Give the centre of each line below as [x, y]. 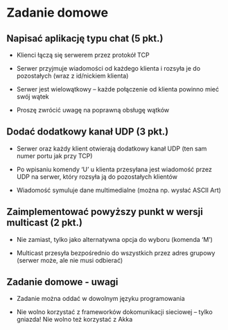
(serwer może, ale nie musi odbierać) [70, 260]
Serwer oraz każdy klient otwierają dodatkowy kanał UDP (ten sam [112, 148]
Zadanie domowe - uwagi [62, 282]
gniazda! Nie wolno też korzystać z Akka [74, 320]
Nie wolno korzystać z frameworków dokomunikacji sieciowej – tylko [114, 312]
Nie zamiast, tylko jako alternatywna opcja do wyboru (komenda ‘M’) [114, 239]
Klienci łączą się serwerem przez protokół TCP [83, 55]
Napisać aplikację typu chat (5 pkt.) [85, 38]
